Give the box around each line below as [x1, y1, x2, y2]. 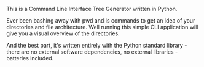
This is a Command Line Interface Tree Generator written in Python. [6, 5, 178, 12]
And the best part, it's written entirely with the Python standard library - [6, 42, 187, 49]
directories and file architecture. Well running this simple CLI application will [6, 24, 198, 30]
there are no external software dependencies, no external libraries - [6, 48, 178, 55]
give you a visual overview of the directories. [6, 30, 120, 37]
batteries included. [6, 55, 54, 62]
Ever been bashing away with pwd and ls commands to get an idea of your [6, 17, 195, 24]
